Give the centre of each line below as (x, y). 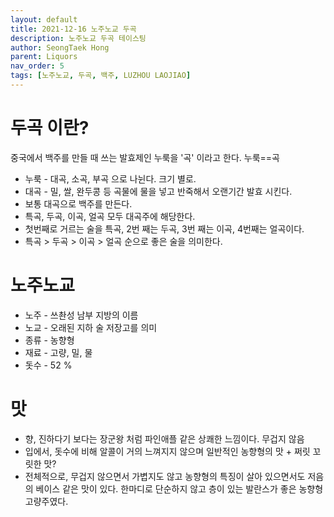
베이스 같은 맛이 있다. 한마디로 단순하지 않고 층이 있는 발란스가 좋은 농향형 (179, 488)
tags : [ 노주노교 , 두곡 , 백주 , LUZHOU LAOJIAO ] (101, 76)
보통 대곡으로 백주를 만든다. (78, 203)
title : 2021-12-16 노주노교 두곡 (73, 29)
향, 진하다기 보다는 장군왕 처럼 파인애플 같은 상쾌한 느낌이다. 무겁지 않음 (164, 438)
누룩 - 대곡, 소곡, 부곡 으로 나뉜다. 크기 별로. (110, 178)
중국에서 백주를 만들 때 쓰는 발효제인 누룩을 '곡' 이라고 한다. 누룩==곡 (145, 157)
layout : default (44, 19)
